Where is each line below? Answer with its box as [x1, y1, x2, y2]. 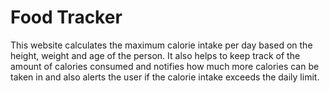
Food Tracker [10, 6, 123, 29]
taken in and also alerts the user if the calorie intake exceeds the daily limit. [10, 71, 320, 83]
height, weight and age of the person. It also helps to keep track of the [10, 49, 301, 61]
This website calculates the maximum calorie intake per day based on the [10, 39, 313, 51]
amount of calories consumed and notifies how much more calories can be [10, 60, 320, 72]
